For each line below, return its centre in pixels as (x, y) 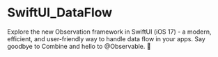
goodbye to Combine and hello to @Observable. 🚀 (79, 46)
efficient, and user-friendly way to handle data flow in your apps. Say (106, 38)
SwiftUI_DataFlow (60, 13)
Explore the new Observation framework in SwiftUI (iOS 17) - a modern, (109, 32)
